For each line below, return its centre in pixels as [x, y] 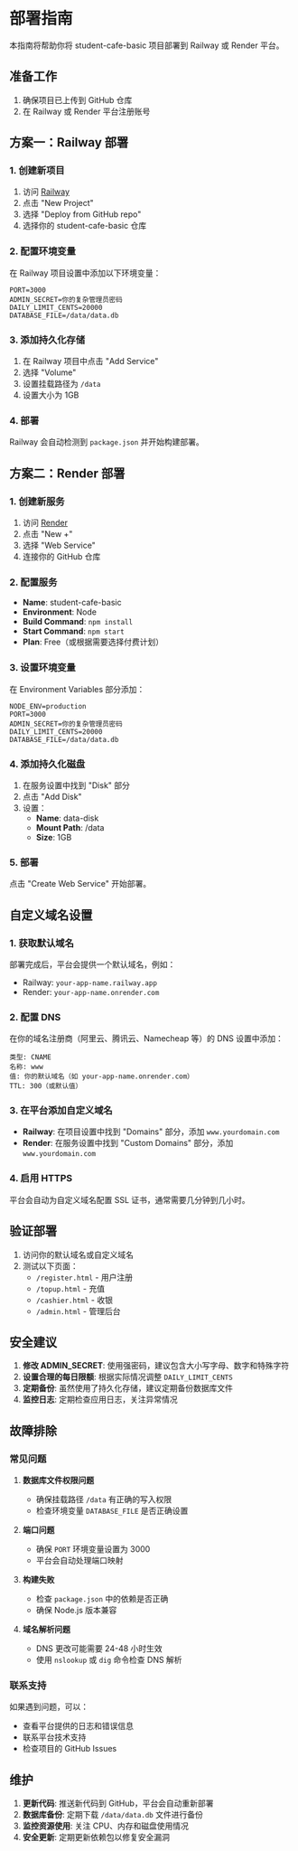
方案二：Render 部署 [67, 473]
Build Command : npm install [78, 622]
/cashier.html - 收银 [74, 1300]
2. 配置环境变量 [43, 251]
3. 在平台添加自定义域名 [61, 1111]
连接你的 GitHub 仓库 [61, 557]
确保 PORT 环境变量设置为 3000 [93, 1549]
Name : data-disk [67, 818]
